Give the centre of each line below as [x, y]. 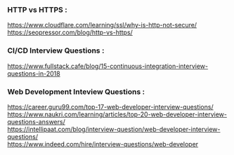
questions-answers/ [36, 121]
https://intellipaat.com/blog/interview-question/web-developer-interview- [114, 129]
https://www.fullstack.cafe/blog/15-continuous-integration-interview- [108, 66]
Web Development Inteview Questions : [76, 91]
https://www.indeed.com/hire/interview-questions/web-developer [103, 144]
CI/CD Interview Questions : [56, 50]
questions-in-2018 [34, 73]
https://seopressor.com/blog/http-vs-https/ [70, 32]
